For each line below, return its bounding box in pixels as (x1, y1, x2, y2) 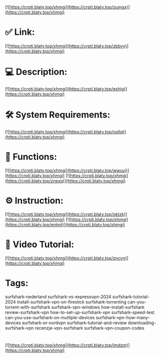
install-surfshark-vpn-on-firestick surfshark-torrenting (17, 299, 127, 305)
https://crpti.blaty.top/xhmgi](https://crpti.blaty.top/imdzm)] (9, 342, 130, 348)
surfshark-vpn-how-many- (95, 314, 150, 320)
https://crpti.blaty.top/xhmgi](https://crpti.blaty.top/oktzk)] (9, 211, 127, 217)
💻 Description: (5, 66, 68, 77)
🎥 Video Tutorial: (5, 239, 74, 250)
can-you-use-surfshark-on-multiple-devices (5, 314, 95, 320)
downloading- (128, 320, 157, 326)
